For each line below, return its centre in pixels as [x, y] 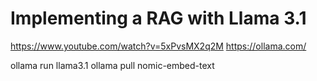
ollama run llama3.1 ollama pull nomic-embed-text [112, 65]
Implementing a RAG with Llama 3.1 [158, 18]
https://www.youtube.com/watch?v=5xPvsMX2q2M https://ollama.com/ [158, 46]
